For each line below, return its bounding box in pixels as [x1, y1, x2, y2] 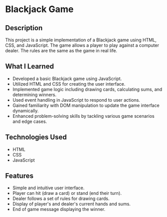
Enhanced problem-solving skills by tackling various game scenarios [12, 113, 154, 119]
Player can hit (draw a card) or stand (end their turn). [12, 190, 122, 196]
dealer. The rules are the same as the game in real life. [5, 48, 117, 53]
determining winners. [12, 92, 57, 98]
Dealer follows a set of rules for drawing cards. [12, 195, 110, 202]
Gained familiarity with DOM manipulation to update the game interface [12, 102, 159, 108]
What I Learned [5, 62, 54, 71]
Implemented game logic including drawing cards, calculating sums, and [12, 86, 162, 92]
